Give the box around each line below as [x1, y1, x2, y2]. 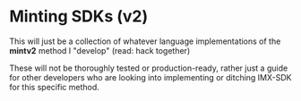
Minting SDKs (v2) [9, 6, 149, 27]
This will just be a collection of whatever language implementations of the [9, 36, 281, 46]
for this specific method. [9, 81, 100, 92]
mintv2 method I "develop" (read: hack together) [9, 45, 191, 55]
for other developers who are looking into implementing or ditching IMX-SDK [9, 72, 293, 82]
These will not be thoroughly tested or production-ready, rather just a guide [9, 63, 288, 73]
